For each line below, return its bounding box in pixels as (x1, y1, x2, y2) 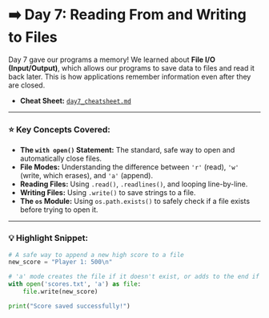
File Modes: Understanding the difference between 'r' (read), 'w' (19, 162, 239, 172)
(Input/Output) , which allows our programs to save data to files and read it (8, 63, 255, 72)
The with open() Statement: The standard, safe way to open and (19, 145, 235, 155)
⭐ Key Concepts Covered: (8, 124, 110, 135)
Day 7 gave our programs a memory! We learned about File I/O (8, 55, 216, 64)
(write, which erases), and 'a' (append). (19, 171, 154, 181)
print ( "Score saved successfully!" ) (8, 302, 130, 310)
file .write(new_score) (22, 287, 98, 296)
